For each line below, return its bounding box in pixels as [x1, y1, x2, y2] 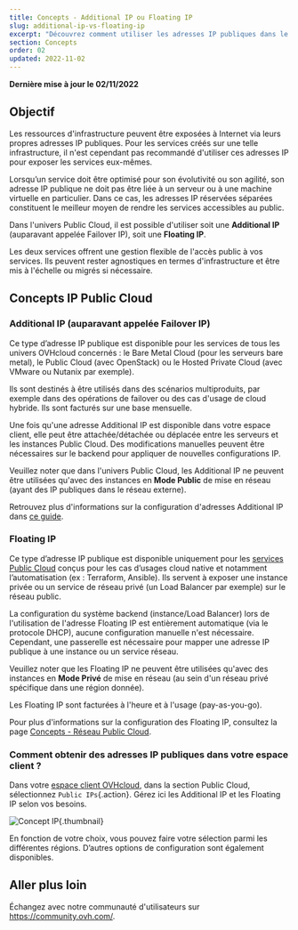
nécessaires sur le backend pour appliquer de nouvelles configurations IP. [9, 448, 281, 458]
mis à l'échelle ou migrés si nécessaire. [9, 264, 153, 276]
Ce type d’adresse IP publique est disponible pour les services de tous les [9, 337, 280, 348]
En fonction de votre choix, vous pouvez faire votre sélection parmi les [9, 833, 269, 844]
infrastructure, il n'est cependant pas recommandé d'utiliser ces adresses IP [9, 147, 289, 158]
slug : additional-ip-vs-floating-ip [9, 21, 145, 30]
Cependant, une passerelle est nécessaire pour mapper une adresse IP [9, 636, 270, 647]
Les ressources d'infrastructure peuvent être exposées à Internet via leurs [9, 128, 282, 139]
